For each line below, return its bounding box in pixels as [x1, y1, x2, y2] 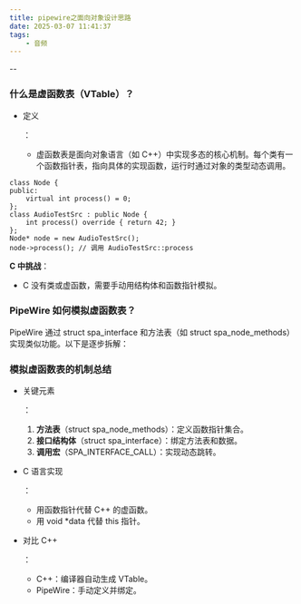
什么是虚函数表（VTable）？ [9, 88, 134, 101]
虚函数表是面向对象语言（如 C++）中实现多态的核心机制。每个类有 [35, 149, 286, 160]
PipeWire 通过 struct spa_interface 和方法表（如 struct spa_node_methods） [9, 326, 295, 337]
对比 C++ [22, 535, 58, 546]
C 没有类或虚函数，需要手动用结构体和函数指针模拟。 [22, 279, 222, 290]
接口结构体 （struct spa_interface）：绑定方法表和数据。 [35, 435, 243, 446]
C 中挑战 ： [9, 260, 50, 271]
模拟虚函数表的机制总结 [9, 363, 112, 375]
